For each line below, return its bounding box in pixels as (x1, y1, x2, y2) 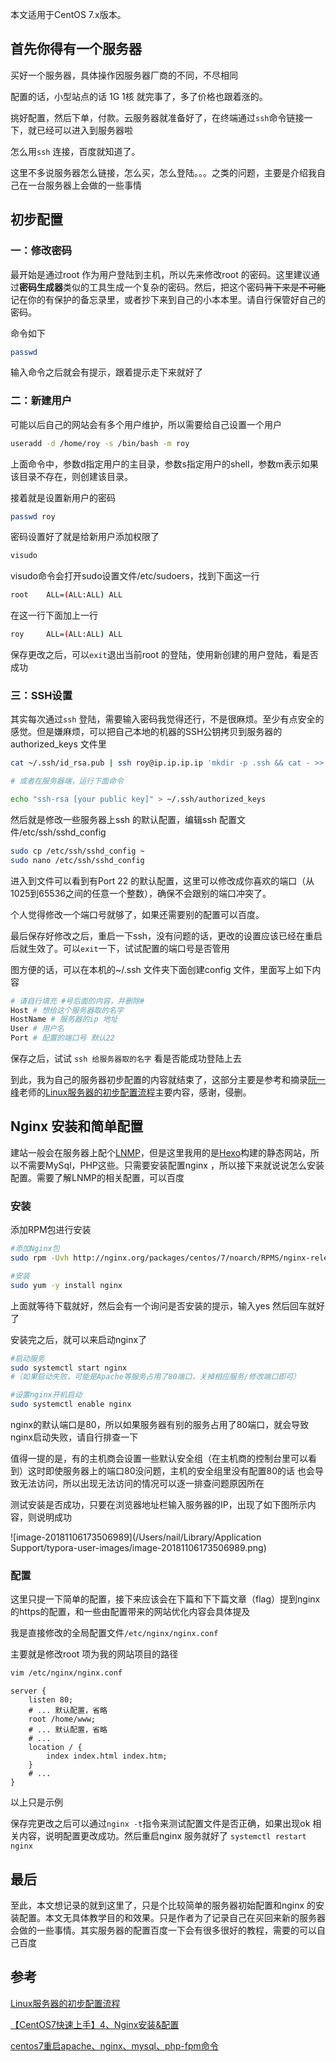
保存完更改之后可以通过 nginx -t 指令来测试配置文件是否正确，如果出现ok (10, 1818, 311, 1830)
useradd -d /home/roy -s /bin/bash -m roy (10, 438, 190, 448)
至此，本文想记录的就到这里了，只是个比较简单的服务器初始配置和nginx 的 (10, 1899, 317, 1912)
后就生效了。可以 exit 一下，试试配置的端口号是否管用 (10, 942, 230, 954)
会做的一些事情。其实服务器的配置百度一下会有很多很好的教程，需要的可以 (10, 1924, 317, 1937)
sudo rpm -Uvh (10, 1253, 70, 1263)
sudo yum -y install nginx (10, 1280, 123, 1290)
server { (10, 1686, 47, 1697)
